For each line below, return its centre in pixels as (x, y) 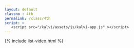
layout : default (21, 9)
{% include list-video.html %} (34, 41)
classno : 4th (19, 14)
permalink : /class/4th (28, 18)
